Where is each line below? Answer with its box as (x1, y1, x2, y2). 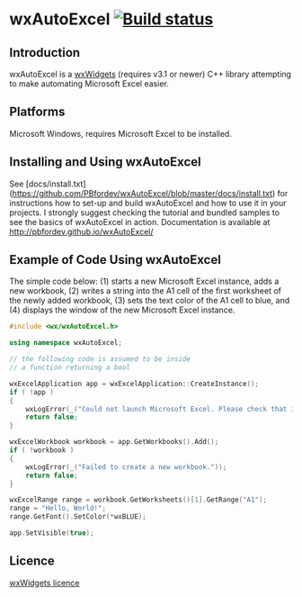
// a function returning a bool (9, 363, 130, 373)
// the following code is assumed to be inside (9, 355, 191, 364)
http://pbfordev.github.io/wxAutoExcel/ (9, 226, 154, 237)
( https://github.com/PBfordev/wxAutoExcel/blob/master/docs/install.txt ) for (9, 187, 289, 198)
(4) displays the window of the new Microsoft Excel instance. (9, 304, 235, 315)
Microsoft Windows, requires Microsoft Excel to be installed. (9, 128, 232, 139)
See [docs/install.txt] (9, 178, 87, 189)
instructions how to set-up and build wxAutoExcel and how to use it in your (9, 197, 287, 208)
